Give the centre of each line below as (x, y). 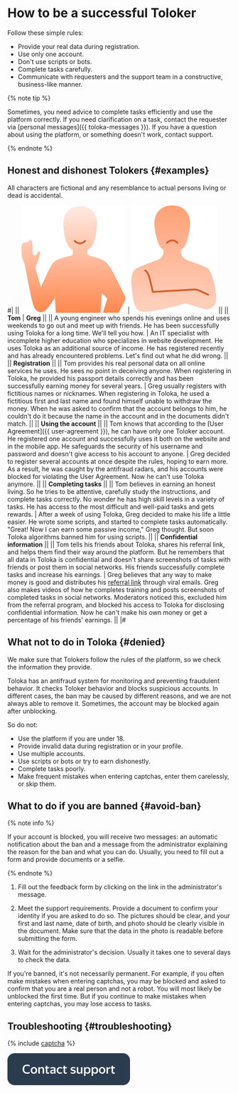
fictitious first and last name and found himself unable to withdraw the (110, 401)
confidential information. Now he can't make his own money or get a (107, 612)
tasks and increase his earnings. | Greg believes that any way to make (109, 574)
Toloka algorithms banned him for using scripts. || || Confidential (102, 537)
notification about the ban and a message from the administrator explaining (118, 844)
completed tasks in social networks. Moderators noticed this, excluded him (117, 597)
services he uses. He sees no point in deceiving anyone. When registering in (119, 370)
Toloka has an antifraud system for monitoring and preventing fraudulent (114, 681)
